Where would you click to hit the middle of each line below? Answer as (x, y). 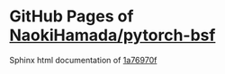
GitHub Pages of (72, 16)
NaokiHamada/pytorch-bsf (112, 35)
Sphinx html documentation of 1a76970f (83, 60)
